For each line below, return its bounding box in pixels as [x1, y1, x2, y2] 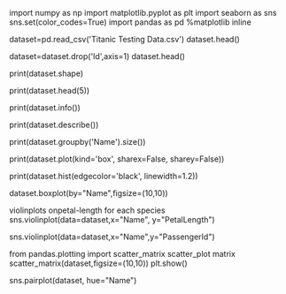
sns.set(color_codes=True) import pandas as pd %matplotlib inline [9, 17, 252, 27]
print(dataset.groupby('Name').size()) [9, 137, 146, 147]
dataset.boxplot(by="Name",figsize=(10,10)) [9, 188, 168, 198]
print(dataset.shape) [9, 68, 84, 79]
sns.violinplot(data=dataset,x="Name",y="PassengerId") [9, 231, 215, 242]
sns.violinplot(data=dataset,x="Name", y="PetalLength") [9, 215, 215, 224]
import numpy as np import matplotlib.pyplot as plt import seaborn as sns [9, 8, 277, 18]
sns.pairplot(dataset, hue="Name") [9, 275, 137, 285]
